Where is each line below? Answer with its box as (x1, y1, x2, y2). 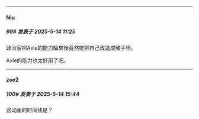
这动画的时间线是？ (6, 107, 53, 114)
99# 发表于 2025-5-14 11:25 (6, 28, 76, 36)
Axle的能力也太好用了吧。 (6, 57, 69, 64)
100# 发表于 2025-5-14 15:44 (6, 90, 80, 98)
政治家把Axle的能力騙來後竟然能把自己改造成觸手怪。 (6, 44, 136, 51)
